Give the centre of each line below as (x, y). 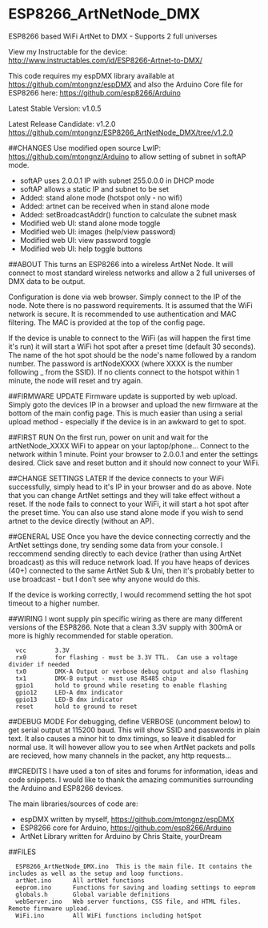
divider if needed (39, 664)
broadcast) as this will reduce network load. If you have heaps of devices (129, 561)
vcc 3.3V (42, 650)
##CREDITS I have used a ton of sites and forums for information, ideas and (133, 771)
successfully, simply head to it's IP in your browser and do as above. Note (130, 487)
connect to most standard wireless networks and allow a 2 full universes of (132, 273)
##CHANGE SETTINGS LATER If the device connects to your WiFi (116, 478)
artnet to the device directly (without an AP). (81, 521)
